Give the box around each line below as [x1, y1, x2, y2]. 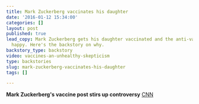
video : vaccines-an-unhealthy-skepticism [6, 53, 110, 59]
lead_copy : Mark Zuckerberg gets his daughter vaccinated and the [6, 36, 174, 42]
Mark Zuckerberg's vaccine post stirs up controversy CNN [6, 91, 154, 98]
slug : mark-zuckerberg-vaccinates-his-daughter [6, 64, 126, 70]
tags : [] [6, 70, 28, 75]
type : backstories [6, 58, 52, 64]
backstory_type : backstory [6, 48, 73, 53]
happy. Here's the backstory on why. [11, 42, 105, 48]
